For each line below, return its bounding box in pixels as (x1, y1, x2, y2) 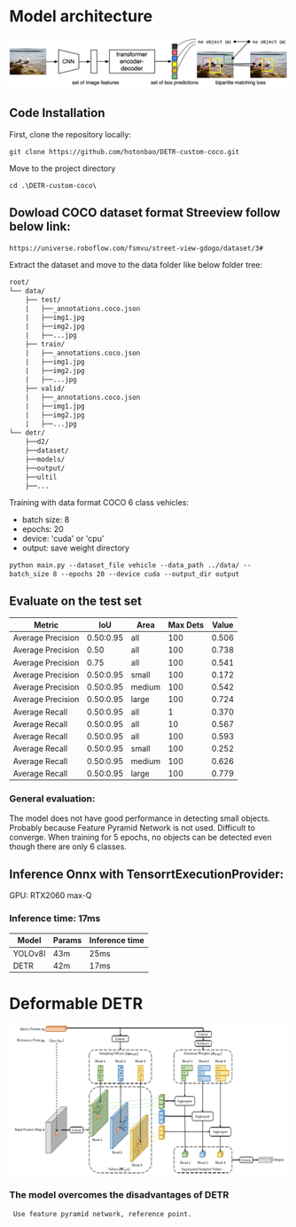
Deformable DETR (9, 994, 144, 1014)
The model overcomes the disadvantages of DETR (9, 1188, 230, 1200)
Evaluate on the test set (9, 593, 142, 608)
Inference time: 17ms (9, 912, 101, 925)
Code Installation (9, 106, 105, 121)
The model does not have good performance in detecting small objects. (9, 813, 270, 824)
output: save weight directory (21, 543, 130, 553)
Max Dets (167, 619, 205, 630)
